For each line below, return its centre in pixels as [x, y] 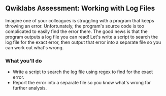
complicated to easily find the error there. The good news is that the [77, 31]
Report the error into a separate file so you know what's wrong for [82, 83]
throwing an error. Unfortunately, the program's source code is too [75, 26]
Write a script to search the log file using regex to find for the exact [83, 72]
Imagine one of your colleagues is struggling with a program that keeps [80, 20]
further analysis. [30, 88]
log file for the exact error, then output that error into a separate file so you [83, 42]
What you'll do [24, 60]
